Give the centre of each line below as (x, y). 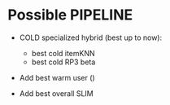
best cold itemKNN (63, 53)
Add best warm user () (57, 77)
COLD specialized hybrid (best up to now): (91, 37)
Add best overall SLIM (57, 93)
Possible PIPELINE (70, 15)
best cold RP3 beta (63, 62)
